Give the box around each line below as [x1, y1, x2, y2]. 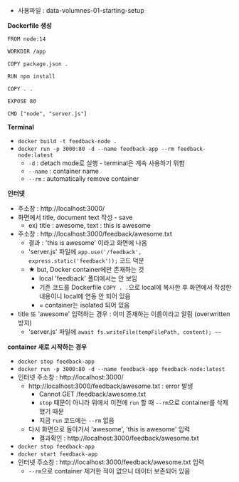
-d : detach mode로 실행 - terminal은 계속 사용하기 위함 [28, 159, 185, 167]
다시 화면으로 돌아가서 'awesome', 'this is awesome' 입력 [28, 425, 191, 433]
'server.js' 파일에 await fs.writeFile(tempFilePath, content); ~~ [28, 328, 222, 336]
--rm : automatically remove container [28, 174, 139, 183]
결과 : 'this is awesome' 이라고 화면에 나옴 [28, 239, 148, 247]
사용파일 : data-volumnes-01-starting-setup [17, 6, 144, 14]
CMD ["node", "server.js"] [7, 110, 87, 117]
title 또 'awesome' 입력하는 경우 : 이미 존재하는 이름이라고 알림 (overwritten [17, 310, 230, 318]
